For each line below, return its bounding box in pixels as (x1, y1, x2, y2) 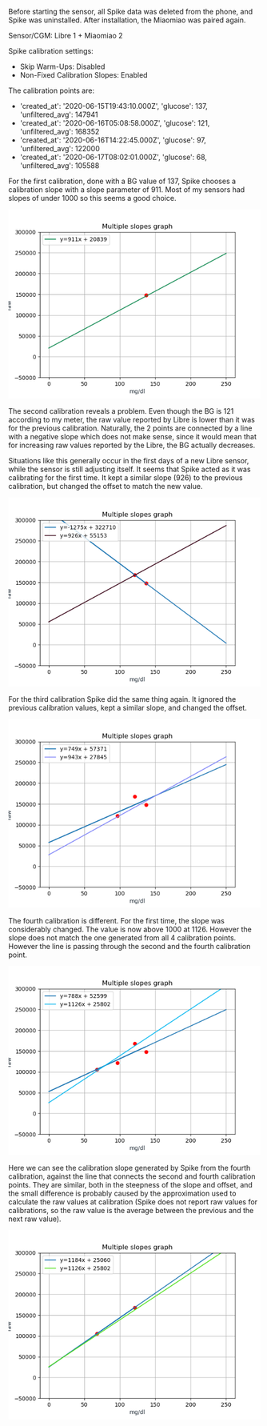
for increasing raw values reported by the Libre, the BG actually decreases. (8, 440, 256, 450)
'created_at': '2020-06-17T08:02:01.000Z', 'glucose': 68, (19, 152, 208, 162)
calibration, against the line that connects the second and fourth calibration (8, 1172, 256, 1181)
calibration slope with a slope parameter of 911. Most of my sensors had (8, 185, 245, 194)
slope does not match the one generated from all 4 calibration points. (8, 933, 237, 943)
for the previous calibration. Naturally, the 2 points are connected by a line (8, 423, 253, 433)
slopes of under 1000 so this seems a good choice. (8, 194, 177, 202)
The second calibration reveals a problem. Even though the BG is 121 (8, 407, 234, 415)
